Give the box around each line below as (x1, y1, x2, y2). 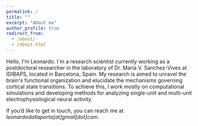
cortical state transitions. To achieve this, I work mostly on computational (6, 83, 185, 90)
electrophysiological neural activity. (6, 95, 93, 102)
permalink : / (6, 8, 39, 15)
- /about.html (11, 42, 46, 48)
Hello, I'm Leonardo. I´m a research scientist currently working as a (6, 57, 170, 65)
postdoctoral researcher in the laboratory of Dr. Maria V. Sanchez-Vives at (6, 64, 187, 71)
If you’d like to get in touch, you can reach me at (6, 107, 124, 114)
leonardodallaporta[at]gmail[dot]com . (6, 113, 100, 120)
